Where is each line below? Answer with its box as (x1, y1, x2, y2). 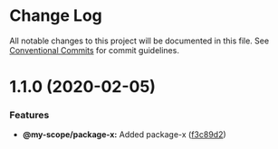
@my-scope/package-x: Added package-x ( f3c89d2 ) (22, 129, 226, 140)
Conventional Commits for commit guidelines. (9, 44, 179, 55)
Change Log (9, 5, 102, 26)
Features (9, 109, 50, 122)
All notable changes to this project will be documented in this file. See (9, 35, 270, 46)
